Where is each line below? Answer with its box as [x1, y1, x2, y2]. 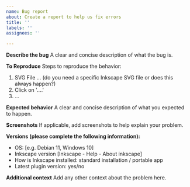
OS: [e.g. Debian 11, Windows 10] [14, 144, 94, 151]
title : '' [6, 19, 30, 25]
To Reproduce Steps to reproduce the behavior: [6, 63, 122, 70]
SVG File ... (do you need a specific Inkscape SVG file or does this [14, 74, 174, 81]
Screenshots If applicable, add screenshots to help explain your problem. [6, 122, 184, 129]
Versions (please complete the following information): [6, 133, 140, 140]
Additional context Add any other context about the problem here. [6, 174, 167, 181]
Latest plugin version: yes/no [14, 163, 85, 170]
